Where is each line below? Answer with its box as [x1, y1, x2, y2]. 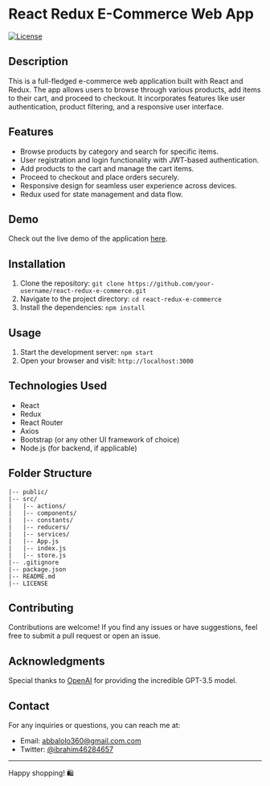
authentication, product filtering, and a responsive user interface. [8, 101, 224, 111]
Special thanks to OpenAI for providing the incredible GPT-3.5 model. [8, 676, 238, 685]
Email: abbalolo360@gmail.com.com [19, 736, 142, 746]
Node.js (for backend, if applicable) [19, 443, 137, 453]
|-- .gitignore [8, 558, 59, 566]
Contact [8, 699, 50, 713]
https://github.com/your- [127, 280, 215, 288]
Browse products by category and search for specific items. [19, 146, 219, 156]
